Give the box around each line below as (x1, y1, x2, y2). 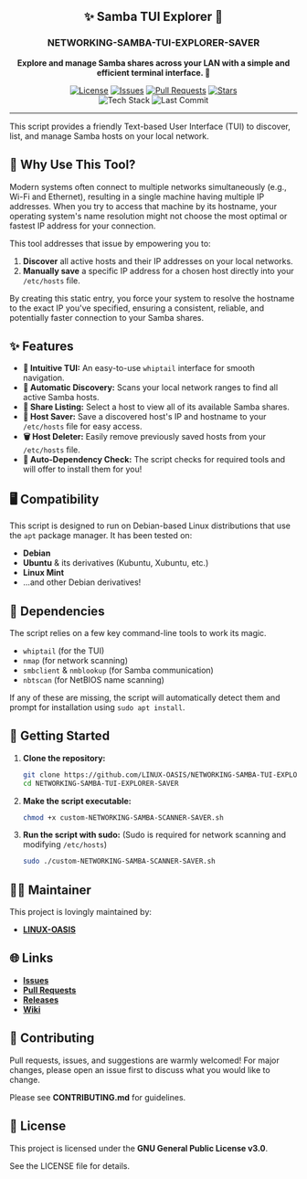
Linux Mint (22, 568, 65, 579)
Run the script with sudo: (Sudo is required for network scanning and (22, 829, 286, 841)
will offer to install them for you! (22, 463, 143, 475)
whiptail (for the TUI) (22, 645, 105, 656)
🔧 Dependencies (9, 603, 105, 619)
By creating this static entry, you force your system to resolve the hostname (9, 292, 295, 303)
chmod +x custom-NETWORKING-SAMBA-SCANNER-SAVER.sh (22, 813, 224, 823)
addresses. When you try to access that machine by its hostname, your (9, 200, 277, 211)
